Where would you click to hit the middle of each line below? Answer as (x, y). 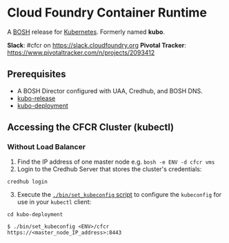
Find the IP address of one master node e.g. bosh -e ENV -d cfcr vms (116, 162)
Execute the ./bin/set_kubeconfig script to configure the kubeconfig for (119, 195)
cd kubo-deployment (35, 215)
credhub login (28, 182)
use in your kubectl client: (54, 202)
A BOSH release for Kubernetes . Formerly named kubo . (86, 32)
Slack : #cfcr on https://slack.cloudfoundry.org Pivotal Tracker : (97, 45)
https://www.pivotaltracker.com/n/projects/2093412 (81, 52)
